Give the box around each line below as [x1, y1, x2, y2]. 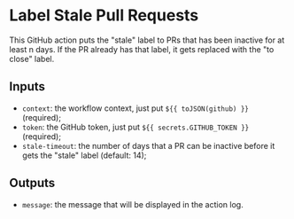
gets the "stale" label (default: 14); [21, 150, 147, 160]
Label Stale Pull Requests [9, 5, 199, 26]
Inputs [9, 79, 46, 94]
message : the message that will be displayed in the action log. [21, 199, 244, 209]
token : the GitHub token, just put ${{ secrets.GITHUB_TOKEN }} [21, 121, 250, 132]
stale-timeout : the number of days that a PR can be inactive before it [21, 140, 275, 151]
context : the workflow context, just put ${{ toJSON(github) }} [21, 103, 250, 113]
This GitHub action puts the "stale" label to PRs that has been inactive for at [9, 35, 285, 45]
